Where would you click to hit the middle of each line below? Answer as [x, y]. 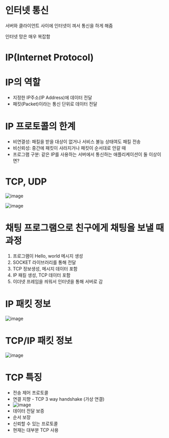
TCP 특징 [24, 377]
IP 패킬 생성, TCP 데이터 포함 [41, 275]
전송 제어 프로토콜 [30, 393]
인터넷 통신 [27, 10]
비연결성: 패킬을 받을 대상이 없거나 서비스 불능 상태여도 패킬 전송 [77, 142]
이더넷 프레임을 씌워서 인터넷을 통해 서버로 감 [58, 281]
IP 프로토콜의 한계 [40, 126]
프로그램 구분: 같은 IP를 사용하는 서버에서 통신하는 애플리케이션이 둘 [80, 154]
